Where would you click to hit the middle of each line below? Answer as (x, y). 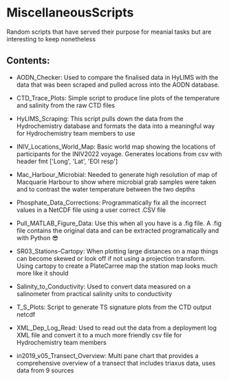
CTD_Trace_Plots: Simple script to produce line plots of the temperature (118, 98)
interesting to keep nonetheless (51, 39)
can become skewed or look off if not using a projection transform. (111, 258)
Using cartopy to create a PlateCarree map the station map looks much (117, 266)
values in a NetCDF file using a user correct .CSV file (91, 210)
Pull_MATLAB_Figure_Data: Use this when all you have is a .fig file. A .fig (119, 223)
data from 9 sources (45, 370)
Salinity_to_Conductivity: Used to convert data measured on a (103, 286)
